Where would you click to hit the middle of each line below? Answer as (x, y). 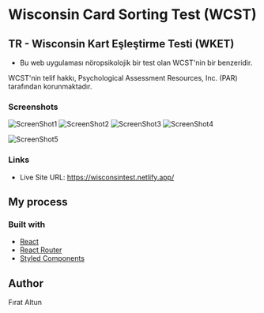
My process (38, 202)
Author (26, 283)
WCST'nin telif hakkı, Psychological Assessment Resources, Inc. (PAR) (123, 78)
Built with (27, 224)
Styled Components (52, 258)
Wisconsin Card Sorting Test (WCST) (132, 15)
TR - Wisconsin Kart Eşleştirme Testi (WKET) (121, 44)
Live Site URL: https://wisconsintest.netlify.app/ (97, 177)
